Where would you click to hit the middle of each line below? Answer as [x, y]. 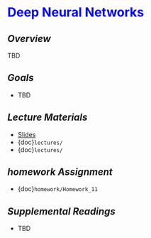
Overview [29, 39]
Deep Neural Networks [75, 12]
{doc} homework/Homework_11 [57, 189]
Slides [27, 134]
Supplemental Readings [61, 211]
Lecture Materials [47, 118]
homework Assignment [60, 172]
